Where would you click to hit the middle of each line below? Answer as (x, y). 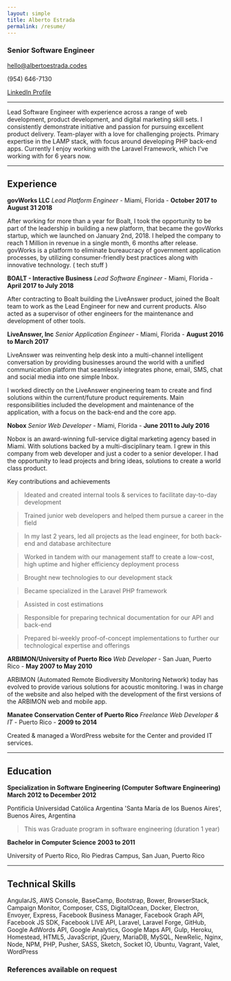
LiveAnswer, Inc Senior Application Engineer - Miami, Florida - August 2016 (115, 334)
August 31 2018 (30, 208)
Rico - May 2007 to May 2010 (50, 666)
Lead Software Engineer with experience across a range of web (97, 112)
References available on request (62, 970)
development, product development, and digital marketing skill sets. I (105, 119)
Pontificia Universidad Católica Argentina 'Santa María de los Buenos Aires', (114, 808)
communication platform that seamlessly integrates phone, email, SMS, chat (115, 370)
